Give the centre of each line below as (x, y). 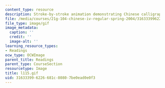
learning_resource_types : (31, 46)
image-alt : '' (24, 42)
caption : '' (22, 32)
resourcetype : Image (26, 69)
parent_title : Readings (29, 60)
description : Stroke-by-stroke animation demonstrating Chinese (72, 14)
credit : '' (21, 37)
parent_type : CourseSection (34, 64)
